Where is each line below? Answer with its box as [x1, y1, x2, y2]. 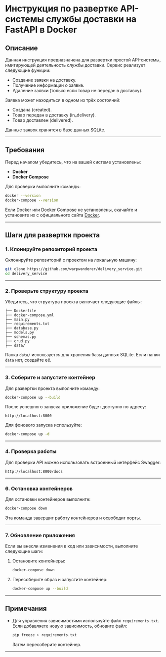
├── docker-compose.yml [5, 313, 54, 318]
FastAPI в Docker [5, 24, 78, 35]
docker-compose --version [5, 198, 58, 203]
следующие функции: [5, 67, 51, 73]
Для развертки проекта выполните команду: [5, 385, 100, 391]
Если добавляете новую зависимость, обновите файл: [12, 623, 127, 629]
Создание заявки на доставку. [12, 77, 77, 83]
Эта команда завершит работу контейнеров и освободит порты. [5, 515, 141, 521]
